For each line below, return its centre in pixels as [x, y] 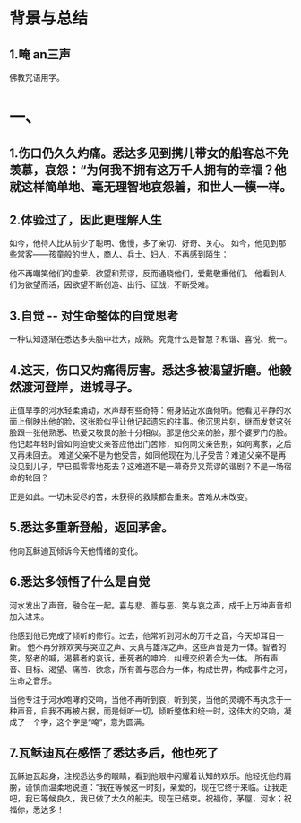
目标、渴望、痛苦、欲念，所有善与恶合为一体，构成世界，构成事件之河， [158, 669]
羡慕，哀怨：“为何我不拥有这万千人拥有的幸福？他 [148, 170]
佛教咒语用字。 [37, 78]
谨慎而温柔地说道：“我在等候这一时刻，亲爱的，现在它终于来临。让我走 [156, 787]
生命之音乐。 [33, 680]
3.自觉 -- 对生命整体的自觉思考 [94, 315]
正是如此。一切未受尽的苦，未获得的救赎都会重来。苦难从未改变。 [131, 497]
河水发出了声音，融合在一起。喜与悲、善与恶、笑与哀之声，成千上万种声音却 [150, 605]
